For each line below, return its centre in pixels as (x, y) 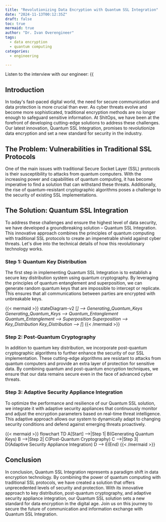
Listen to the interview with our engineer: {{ (50, 74)
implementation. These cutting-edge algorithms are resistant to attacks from (83, 358)
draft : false (19, 19)
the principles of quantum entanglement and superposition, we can (74, 283)
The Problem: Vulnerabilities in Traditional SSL (79, 149)
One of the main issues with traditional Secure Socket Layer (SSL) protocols (83, 169)
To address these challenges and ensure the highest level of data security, (81, 222)
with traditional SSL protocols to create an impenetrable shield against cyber (83, 238)
